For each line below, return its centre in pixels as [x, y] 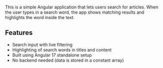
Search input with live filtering [42, 45]
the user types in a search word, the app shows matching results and [75, 12]
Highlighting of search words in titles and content [62, 50]
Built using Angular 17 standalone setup [52, 55]
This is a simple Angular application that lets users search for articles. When [82, 7]
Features [19, 33]
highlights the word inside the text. [40, 17]
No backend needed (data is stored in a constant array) [68, 60]
